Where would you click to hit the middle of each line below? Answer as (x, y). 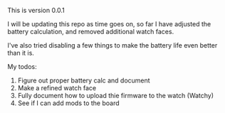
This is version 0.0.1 (36, 10)
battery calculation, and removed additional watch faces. (91, 32)
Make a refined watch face (57, 88)
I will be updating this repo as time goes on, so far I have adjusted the (109, 24)
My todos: (22, 66)
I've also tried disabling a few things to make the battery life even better (112, 45)
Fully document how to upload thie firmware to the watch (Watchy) (116, 96)
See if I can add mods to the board (68, 103)
